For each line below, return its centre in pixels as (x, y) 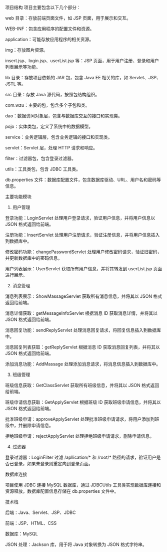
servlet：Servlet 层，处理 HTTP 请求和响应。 (51, 148)
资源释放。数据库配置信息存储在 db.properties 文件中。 (62, 491)
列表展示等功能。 (23, 67)
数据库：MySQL (22, 534)
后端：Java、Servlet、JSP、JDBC (40, 512)
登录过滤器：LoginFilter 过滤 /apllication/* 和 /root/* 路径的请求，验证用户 (81, 457)
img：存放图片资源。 (27, 50)
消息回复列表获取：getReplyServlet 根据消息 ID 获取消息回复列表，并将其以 (82, 347)
